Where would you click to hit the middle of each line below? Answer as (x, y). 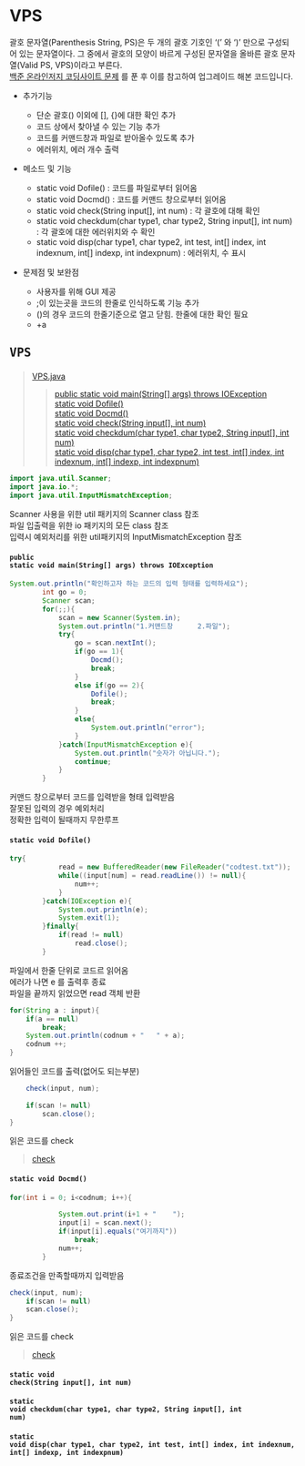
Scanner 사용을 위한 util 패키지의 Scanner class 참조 (104, 514)
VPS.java (49, 377)
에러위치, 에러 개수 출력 (78, 149)
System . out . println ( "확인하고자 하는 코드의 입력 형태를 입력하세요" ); (129, 584)
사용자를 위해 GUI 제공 (76, 291)
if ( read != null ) (91, 935)
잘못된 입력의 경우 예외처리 (57, 809)
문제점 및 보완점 (51, 272)
